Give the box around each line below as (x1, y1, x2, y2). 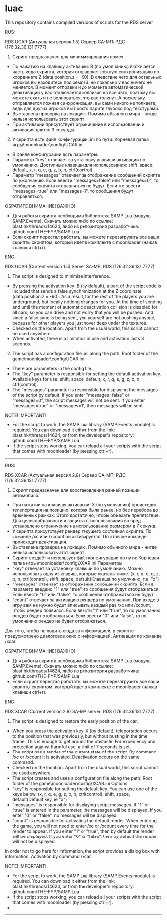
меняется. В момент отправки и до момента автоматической (12, 84, 144, 90)
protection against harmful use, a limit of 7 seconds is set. (12, 744, 131, 750)
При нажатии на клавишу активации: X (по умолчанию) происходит (12, 502, 157, 507)
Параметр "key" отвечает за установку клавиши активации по (12, 156, 146, 162)
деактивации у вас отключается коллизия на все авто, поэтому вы (12, 89, 155, 95)
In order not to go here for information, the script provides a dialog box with (5, 848, 160, 854)
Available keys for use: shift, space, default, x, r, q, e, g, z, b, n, (12, 376, 141, 382)
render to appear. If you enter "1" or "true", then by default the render (12, 828, 154, 834)
